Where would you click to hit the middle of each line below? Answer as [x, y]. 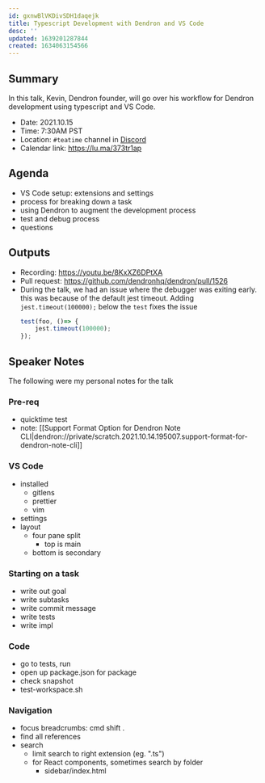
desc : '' [23, 31]
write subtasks [44, 600]
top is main [63, 544]
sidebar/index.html [75, 771]
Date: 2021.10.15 [46, 122]
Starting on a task [44, 573]
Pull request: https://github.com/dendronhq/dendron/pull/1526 [124, 280]
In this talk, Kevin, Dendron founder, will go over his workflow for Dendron [131, 98]
